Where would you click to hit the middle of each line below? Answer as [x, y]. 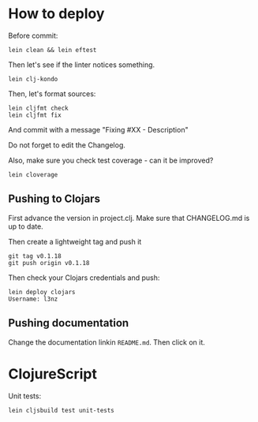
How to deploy [56, 14]
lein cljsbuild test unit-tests [61, 410]
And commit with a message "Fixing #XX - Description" [98, 129]
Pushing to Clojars [54, 199]
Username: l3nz [33, 299]
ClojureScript [52, 373]
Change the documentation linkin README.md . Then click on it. [107, 342]
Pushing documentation [69, 323]
